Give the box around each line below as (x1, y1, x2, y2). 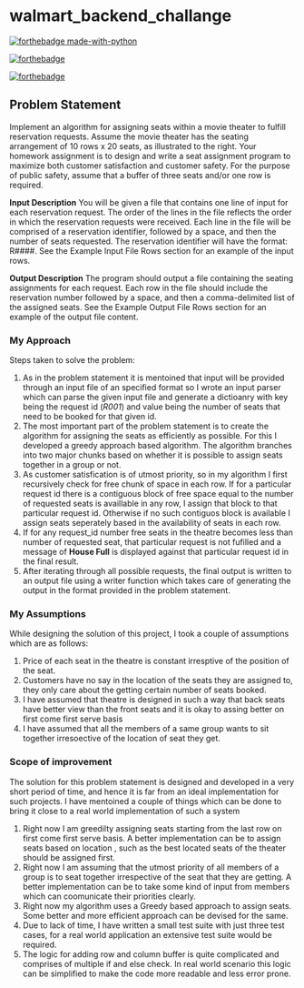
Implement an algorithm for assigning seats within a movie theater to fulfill (9, 121, 286, 132)
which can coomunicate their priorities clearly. (22, 891, 197, 902)
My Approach (9, 334, 71, 347)
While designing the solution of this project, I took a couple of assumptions (9, 629, 289, 640)
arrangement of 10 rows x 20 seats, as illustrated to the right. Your (9, 140, 257, 151)
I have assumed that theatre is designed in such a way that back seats (22, 694, 286, 705)
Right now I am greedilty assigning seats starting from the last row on (22, 822, 283, 833)
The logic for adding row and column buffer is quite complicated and (22, 948, 279, 960)
